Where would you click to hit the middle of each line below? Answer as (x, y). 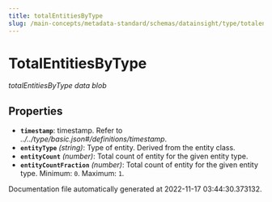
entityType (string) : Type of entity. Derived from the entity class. (128, 148)
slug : (17, 23)
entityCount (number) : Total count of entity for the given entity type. (134, 156)
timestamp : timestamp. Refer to (71, 131)
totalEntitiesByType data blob (57, 86)
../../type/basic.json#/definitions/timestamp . (93, 139)
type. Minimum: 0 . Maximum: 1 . (72, 174)
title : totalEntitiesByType (56, 16)
